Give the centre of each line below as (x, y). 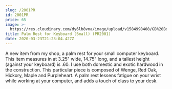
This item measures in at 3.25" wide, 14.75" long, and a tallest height (78, 59)
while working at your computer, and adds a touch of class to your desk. (81, 81)
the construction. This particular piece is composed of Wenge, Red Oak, (81, 69)
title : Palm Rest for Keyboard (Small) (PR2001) (58, 34)
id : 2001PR (17, 15)
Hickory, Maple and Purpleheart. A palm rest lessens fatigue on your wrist (83, 75)
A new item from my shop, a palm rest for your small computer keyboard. (82, 53)
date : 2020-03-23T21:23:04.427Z (40, 39)
